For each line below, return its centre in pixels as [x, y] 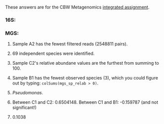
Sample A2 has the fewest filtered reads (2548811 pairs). [70, 44]
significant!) [24, 108]
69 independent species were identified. [53, 53]
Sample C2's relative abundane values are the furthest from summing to [85, 63]
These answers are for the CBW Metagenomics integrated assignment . [77, 7]
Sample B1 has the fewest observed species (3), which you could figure [85, 78]
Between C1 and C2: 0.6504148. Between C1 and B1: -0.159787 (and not [85, 102]
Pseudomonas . [28, 93]
